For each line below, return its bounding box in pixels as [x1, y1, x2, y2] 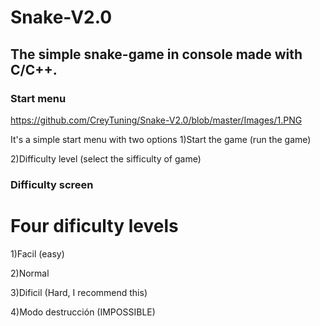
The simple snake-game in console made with [10, 46, 303, 63]
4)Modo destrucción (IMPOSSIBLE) [10, 306, 156, 318]
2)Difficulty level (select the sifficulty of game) [10, 152, 202, 165]
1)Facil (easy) [10, 247, 65, 260]
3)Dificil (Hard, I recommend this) [10, 286, 148, 298]
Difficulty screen [10, 177, 94, 191]
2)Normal [10, 267, 50, 279]
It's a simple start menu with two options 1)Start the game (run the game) [10, 133, 312, 145]
